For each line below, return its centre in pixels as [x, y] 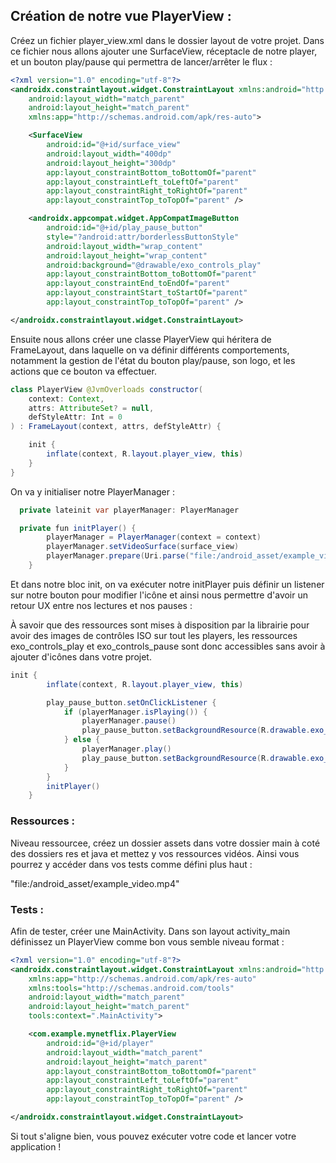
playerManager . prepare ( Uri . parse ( [118, 556]
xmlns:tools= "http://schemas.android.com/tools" [131, 988]
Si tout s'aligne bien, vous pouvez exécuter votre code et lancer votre [153, 1136]
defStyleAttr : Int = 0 [75, 417]
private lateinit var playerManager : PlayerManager [129, 510]
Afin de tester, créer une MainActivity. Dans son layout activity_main [150, 931]
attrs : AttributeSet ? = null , [91, 408]
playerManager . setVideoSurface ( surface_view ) [143, 547]
